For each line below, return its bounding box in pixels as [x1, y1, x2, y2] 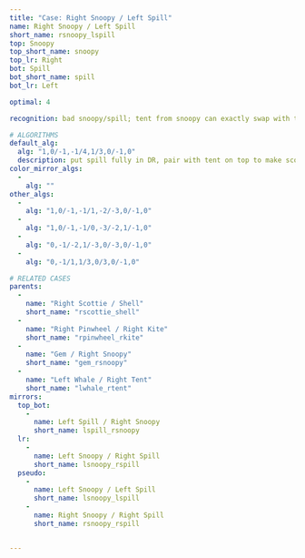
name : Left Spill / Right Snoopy [33, 418, 161, 427]
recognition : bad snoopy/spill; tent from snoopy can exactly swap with [9, 114, 290, 123]
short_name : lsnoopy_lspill [33, 493, 141, 503]
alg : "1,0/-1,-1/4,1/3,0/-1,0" [17, 147, 136, 157]
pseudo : [17, 468, 47, 478]
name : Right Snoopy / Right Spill [33, 511, 165, 520]
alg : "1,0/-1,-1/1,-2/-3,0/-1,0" [25, 207, 152, 216]
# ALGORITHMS [9, 130, 59, 139]
